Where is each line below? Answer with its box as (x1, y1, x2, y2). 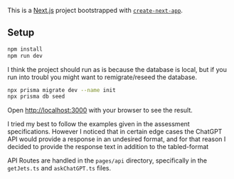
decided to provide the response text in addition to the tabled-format (7, 143, 209, 151)
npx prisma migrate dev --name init (7, 86, 116, 93)
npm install (7, 46, 43, 53)
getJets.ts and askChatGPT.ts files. (7, 164, 112, 173)
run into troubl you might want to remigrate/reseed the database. (7, 73, 198, 81)
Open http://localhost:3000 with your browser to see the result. (7, 106, 193, 115)
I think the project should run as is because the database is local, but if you (7, 65, 228, 73)
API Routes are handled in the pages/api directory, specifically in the (7, 156, 208, 165)
